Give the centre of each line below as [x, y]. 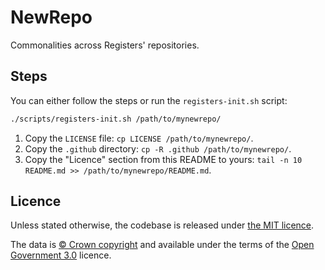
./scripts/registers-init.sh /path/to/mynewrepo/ [116, 119]
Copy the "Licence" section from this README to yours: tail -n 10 [163, 159]
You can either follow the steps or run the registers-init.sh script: [149, 100]
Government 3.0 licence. [61, 255]
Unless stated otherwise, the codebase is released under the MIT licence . [162, 225]
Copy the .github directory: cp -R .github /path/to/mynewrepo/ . [158, 148]
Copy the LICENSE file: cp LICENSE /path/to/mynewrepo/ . [139, 138]
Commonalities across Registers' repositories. [105, 45]
